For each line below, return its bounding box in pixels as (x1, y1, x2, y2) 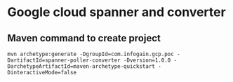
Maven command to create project (7, 32, 161, 44)
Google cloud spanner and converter (7, 4, 226, 20)
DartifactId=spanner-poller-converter (7, 57, 121, 64)
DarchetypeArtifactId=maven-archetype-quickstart (7, 63, 156, 70)
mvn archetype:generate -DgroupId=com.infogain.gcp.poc (7, 50, 174, 57)
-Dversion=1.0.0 (123, 57, 171, 64)
